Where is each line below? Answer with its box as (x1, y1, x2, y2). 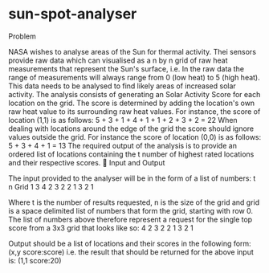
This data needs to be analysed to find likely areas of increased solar (8, 81, 237, 91)
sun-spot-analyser (8, 5, 137, 23)
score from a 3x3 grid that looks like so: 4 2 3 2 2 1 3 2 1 (8, 222, 194, 233)
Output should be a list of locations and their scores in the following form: (8, 238, 251, 248)
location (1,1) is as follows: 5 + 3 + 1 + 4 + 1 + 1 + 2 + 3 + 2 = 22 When (8, 115, 238, 124)
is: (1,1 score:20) (8, 255, 62, 265)
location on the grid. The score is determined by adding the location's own (8, 98, 255, 108)
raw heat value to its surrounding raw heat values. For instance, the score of (8, 106, 261, 116)
